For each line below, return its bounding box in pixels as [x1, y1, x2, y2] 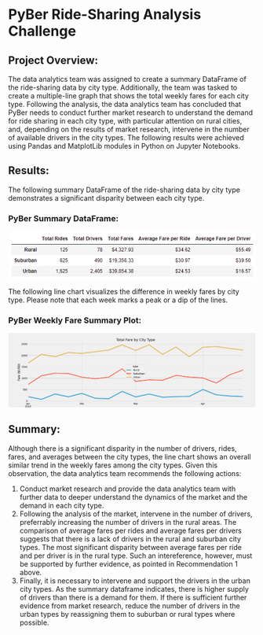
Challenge [8, 22, 77, 40]
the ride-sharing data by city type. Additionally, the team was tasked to [8, 83, 238, 92]
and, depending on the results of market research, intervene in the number [8, 124, 250, 134]
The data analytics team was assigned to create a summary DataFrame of [8, 75, 247, 83]
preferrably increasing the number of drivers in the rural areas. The [19, 517, 237, 526]
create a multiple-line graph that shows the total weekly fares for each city [8, 91, 250, 100]
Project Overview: [8, 54, 98, 67]
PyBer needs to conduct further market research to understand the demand [8, 108, 254, 117]
